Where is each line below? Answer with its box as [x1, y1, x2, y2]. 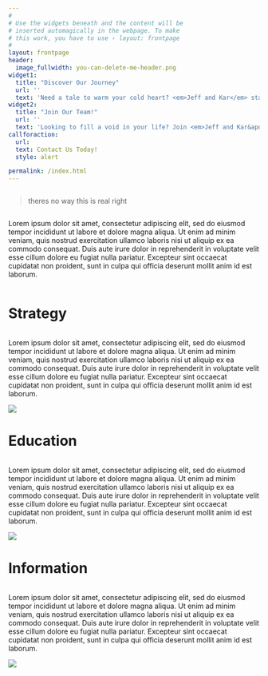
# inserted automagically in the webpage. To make [8, 26, 180, 34]
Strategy [8, 304, 68, 323]
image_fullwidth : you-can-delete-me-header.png [15, 64, 177, 72]
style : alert [15, 153, 59, 161]
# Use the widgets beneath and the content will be [8, 19, 183, 27]
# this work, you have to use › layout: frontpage [8, 34, 180, 42]
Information [8, 559, 88, 578]
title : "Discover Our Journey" [15, 78, 120, 86]
